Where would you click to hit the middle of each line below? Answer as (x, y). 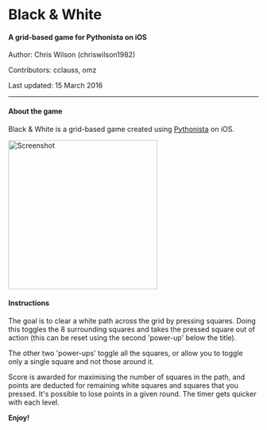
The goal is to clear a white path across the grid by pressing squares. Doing (132, 320)
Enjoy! (19, 417)
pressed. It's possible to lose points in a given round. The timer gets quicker (132, 393)
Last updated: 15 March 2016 (56, 86)
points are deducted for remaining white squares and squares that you (123, 385)
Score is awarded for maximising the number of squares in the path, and (126, 377)
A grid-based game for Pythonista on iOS (77, 37)
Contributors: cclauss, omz (52, 70)
